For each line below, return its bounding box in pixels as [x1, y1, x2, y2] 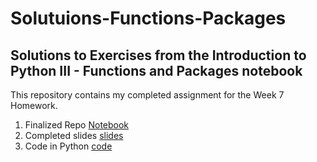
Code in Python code [24, 140, 113, 152]
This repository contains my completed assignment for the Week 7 [10, 89, 285, 101]
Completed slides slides [24, 130, 124, 141]
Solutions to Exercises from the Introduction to [10, 47, 307, 64]
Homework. [10, 100, 58, 111]
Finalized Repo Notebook [24, 119, 130, 131]
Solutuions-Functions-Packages [10, 7, 287, 30]
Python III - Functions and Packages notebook [10, 62, 303, 79]
